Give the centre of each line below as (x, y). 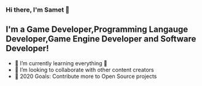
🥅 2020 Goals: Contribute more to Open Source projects (86, 76)
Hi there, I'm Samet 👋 (38, 10)
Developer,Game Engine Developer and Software (101, 39)
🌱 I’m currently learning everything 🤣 (61, 63)
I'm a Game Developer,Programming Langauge (97, 30)
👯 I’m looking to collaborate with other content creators (84, 70)
